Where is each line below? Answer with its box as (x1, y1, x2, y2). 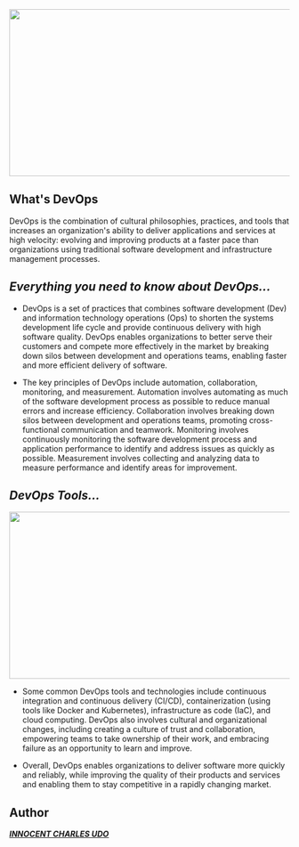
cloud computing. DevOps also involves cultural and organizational (21, 714, 267, 725)
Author (9, 805, 49, 820)
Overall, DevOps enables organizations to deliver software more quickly (21, 761, 286, 771)
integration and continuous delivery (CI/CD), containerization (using (21, 696, 271, 706)
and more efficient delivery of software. (21, 360, 167, 371)
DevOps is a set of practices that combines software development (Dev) (21, 303, 287, 314)
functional (21, 424, 60, 435)
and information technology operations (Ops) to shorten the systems (21, 312, 274, 323)
